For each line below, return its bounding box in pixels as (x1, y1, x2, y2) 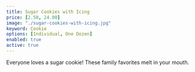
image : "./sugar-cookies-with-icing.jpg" (6, 20, 112, 26)
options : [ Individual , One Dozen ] (6, 31, 93, 37)
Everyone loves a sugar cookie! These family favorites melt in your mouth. (6, 58, 190, 66)
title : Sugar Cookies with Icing (6, 8, 90, 15)
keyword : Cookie (6, 25, 47, 32)
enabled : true (6, 37, 42, 43)
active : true (6, 43, 39, 49)
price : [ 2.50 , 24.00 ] (6, 14, 61, 20)
